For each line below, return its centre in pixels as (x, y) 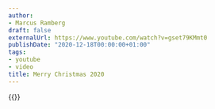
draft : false (30, 30)
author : (21, 15)
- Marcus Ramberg (37, 23)
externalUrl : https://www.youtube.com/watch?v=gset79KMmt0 (108, 38)
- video (21, 67)
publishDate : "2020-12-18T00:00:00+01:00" (79, 45)
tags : (17, 52)
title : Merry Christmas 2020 (56, 74)
